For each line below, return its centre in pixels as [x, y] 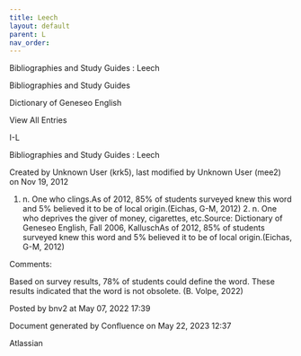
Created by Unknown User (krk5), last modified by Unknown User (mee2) [145, 172]
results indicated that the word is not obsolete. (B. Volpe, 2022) [127, 291]
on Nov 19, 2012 [39, 182]
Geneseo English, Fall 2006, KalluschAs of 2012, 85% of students [143, 228]
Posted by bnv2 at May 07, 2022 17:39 [80, 308]
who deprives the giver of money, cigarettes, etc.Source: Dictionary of [152, 218]
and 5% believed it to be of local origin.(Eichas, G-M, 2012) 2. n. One [150, 209]
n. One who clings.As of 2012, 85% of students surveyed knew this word [157, 199]
